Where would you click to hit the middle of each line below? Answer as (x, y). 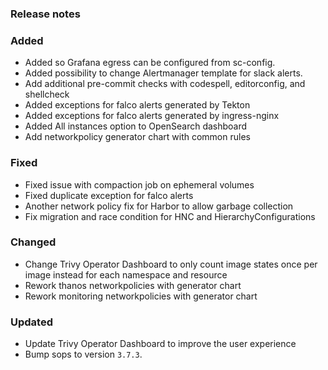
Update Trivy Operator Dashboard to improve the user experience (160, 344)
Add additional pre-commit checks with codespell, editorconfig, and (165, 84)
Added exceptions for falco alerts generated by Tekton (137, 105)
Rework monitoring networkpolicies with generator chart (141, 296)
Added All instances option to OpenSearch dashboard (136, 126)
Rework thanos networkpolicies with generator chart (133, 285)
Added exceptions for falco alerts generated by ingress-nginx (152, 116)
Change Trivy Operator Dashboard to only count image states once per (171, 264)
